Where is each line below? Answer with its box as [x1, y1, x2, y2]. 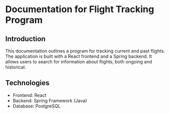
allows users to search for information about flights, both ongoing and [5, 59, 152, 64]
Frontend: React [12, 92, 47, 98]
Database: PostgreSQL [12, 103, 61, 109]
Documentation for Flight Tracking [5, 4, 154, 15]
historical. [5, 64, 27, 70]
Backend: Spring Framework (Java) [12, 97, 87, 103]
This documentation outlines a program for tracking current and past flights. [5, 48, 165, 54]
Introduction [5, 34, 46, 43]
